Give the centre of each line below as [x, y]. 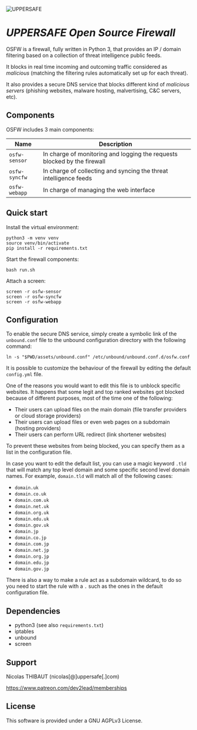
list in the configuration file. [39, 452]
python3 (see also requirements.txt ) [59, 625]
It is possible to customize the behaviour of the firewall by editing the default [98, 368]
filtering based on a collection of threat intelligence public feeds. [84, 55]
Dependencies [33, 611]
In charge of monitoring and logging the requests [110, 154]
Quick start [27, 213]
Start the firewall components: [43, 259]
